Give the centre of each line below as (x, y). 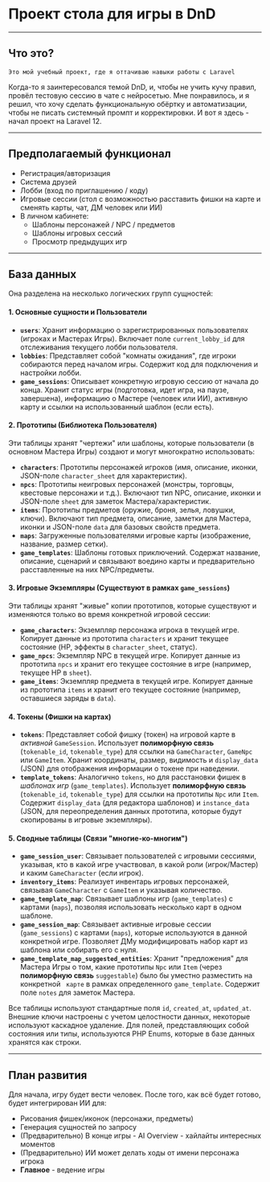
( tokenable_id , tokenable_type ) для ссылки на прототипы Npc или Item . (139, 794)
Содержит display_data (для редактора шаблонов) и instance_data (135, 803)
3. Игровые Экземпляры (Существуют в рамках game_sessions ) (119, 588)
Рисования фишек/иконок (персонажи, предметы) (107, 1119)
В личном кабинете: (54, 216)
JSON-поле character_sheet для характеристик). (103, 476)
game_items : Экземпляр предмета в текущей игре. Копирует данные (136, 681)
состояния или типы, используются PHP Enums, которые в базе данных (132, 1034)
